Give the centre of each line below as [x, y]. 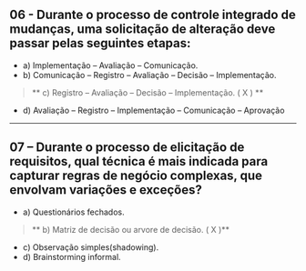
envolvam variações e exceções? [106, 190]
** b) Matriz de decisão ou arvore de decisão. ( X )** [131, 229]
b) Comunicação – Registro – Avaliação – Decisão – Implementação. [149, 75]
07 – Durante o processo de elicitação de [127, 148]
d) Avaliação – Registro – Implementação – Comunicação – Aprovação [153, 110]
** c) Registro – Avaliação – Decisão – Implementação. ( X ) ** [148, 92]
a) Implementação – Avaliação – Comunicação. [110, 65]
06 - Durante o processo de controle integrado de [153, 15]
